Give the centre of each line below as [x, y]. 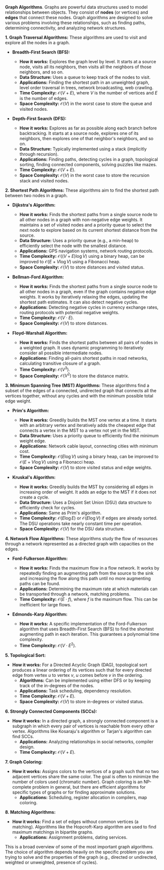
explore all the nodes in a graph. [37, 43]
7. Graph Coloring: [24, 762]
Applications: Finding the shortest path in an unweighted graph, [84, 82]
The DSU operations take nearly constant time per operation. [81, 523]
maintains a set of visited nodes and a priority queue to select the [85, 225]
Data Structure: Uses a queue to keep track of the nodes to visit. [85, 77]
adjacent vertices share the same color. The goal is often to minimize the [85, 776]
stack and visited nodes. [44, 181]
